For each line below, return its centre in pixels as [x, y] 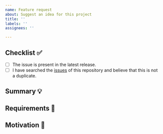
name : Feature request [28, 10]
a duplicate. [24, 76]
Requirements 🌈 [30, 108]
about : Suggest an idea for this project [49, 14]
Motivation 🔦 [25, 125]
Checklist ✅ [24, 53]
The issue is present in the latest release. [54, 65]
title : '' [15, 19]
